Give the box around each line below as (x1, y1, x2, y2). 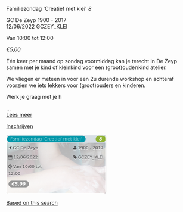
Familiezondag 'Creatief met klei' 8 (6, 5, 92, 12)
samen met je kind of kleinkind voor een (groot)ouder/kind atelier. (6, 64, 167, 71)
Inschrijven (6, 123, 33, 130)
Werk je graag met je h (6, 93, 62, 100)
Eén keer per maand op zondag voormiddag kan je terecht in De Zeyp (6, 58, 178, 64)
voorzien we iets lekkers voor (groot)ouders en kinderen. (6, 82, 146, 89)
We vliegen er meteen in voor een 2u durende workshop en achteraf (6, 76, 175, 82)
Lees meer (6, 111, 33, 118)
